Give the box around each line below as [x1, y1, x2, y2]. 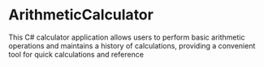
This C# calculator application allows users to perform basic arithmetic [8, 32, 245, 42]
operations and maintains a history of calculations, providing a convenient [8, 40, 256, 50]
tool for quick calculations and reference [8, 49, 145, 59]
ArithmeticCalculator [8, 6, 154, 24]
